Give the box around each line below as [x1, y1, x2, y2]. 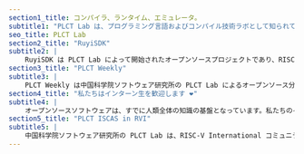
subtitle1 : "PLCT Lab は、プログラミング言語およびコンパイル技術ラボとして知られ [8, 22, 289, 31]
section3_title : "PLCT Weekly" [8, 64, 127, 73]
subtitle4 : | [8, 97, 58, 107]
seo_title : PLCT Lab [8, 30, 87, 39]
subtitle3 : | [8, 72, 58, 82]
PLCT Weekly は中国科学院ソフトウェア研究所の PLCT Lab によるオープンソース [25, 81, 289, 90]
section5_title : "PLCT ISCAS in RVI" [8, 114, 152, 123]
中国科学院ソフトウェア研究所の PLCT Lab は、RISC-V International [25, 131, 262, 140]
